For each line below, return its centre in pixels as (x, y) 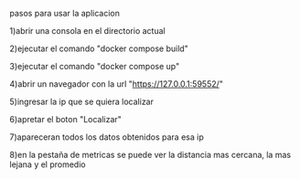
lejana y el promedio (48, 164)
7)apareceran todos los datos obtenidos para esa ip (107, 137)
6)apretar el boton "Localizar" (65, 119)
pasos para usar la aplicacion (65, 13)
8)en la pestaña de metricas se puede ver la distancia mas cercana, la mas (150, 155)
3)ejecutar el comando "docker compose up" (95, 66)
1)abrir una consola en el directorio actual (88, 31)
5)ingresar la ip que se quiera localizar (81, 101)
